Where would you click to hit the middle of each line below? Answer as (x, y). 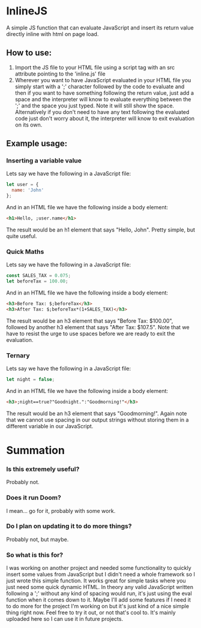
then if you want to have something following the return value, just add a (104, 93)
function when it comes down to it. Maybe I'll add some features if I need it (98, 600)
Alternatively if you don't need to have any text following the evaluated (102, 112)
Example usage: (37, 144)
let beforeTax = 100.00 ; (37, 281)
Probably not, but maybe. (37, 539)
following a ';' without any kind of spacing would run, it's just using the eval (99, 594)
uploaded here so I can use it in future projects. (65, 619)
